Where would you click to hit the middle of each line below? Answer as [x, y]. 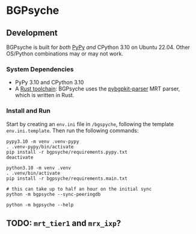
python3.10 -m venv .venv [38, 168]
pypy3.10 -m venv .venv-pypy [43, 141]
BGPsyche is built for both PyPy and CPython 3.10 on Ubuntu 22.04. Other [98, 47]
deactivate [20, 157]
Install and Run [29, 111]
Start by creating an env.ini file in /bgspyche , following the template [90, 124]
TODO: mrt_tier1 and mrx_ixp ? [64, 223]
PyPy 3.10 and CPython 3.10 [49, 83]
